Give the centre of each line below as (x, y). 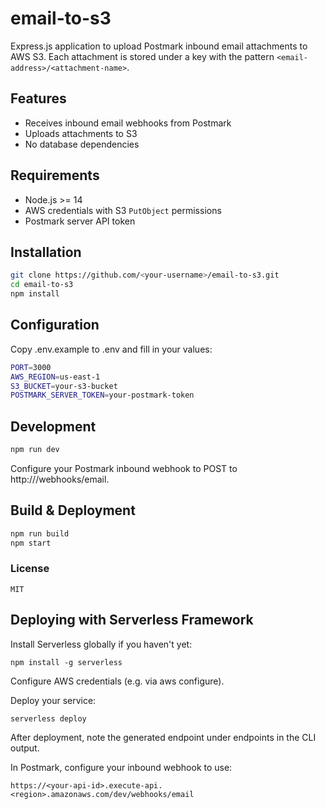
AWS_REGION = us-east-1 (55, 377)
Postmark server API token (80, 221)
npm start (31, 543)
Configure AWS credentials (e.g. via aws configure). (117, 681)
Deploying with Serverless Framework (132, 620)
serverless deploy (48, 718)
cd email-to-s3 (42, 285)
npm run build (40, 533)
